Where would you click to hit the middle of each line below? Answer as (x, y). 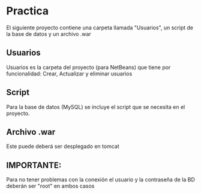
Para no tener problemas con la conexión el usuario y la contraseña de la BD (100, 180)
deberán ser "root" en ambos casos (50, 186)
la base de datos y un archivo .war (49, 34)
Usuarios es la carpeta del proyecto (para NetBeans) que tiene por (88, 67)
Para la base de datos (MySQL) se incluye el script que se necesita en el (96, 107)
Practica (28, 11)
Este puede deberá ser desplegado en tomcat (63, 146)
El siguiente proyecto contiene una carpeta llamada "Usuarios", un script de (100, 28)
